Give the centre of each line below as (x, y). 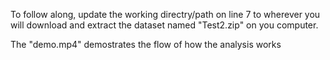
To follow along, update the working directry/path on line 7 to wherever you (165, 14)
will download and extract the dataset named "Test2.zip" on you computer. (164, 25)
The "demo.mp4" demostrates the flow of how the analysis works (146, 44)
